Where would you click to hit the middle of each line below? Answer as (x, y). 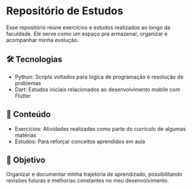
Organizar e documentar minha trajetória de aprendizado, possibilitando (94, 174)
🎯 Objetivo (26, 160)
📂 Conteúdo (29, 114)
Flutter (23, 96)
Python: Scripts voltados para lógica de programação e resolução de (99, 77)
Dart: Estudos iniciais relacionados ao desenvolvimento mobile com (97, 89)
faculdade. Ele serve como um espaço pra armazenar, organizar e (87, 33)
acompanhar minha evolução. (43, 40)
